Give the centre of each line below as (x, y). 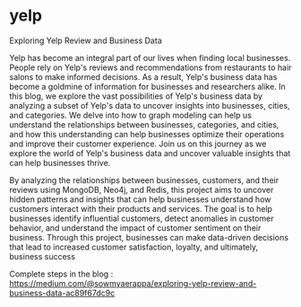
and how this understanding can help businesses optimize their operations (147, 134)
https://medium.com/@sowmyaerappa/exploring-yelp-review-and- (133, 283)
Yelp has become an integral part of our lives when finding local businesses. (150, 57)
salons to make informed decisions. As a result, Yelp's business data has (143, 76)
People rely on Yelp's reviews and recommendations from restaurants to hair (150, 67)
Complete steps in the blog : (61, 274)
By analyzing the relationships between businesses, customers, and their (144, 180)
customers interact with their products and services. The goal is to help (141, 208)
